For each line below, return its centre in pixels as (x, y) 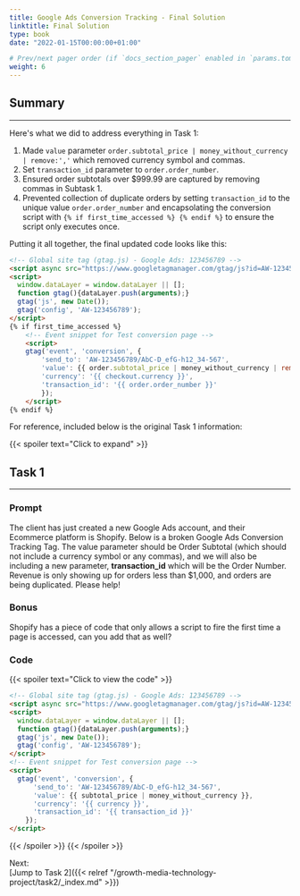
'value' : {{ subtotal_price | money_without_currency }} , (143, 795)
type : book (29, 34)
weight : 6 (28, 67)
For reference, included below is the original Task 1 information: (126, 427)
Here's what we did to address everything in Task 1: (104, 133)
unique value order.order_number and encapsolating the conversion (146, 207)
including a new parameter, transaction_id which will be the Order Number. (148, 565)
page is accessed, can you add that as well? (91, 637)
